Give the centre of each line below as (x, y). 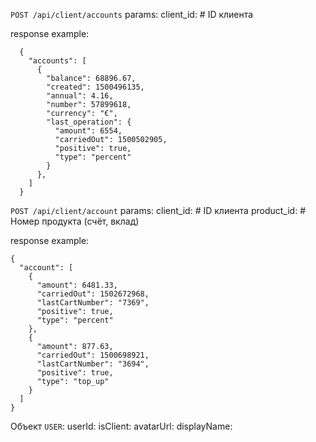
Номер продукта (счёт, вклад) (75, 221)
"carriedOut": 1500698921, (93, 355)
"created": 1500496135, (95, 87)
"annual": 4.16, (80, 96)
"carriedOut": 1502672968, (93, 294)
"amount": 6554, (88, 131)
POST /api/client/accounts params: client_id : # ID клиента (132, 14)
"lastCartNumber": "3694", (93, 364)
